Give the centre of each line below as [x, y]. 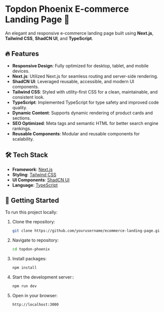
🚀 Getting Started [32, 200]
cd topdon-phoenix [31, 250]
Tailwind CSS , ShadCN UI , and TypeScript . [49, 38]
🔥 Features [22, 54]
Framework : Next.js [32, 169]
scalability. [23, 139]
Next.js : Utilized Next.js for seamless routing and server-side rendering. [85, 76]
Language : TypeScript [35, 185]
